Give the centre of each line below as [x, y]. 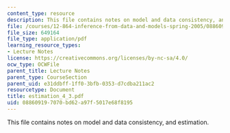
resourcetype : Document [41, 90]
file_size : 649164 [33, 33]
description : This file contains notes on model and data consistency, [111, 20]
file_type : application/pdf [47, 39]
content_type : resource [41, 13]
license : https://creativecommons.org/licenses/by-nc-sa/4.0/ [98, 58]
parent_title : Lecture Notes [49, 71]
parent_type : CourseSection [47, 77]
